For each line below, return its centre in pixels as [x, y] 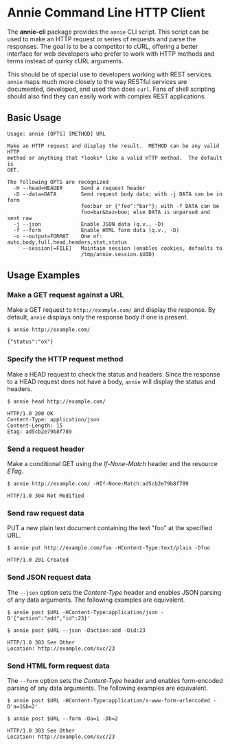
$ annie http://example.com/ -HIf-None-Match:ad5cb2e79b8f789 [98, 484]
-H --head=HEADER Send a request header [80, 188]
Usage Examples [44, 276]
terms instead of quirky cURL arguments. [65, 61]
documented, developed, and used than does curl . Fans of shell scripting [111, 89]
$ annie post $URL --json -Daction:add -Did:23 [77, 630]
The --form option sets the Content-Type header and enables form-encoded [115, 680]
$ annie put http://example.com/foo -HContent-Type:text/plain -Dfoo [109, 548]
